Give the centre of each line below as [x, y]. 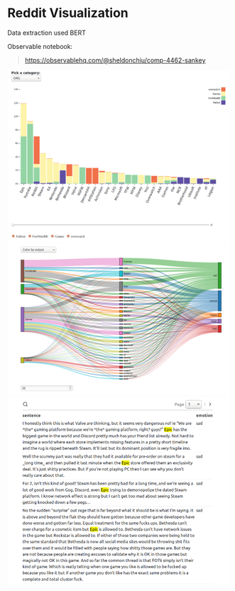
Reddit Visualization [68, 13]
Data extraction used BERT [47, 33]
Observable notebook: [40, 46]
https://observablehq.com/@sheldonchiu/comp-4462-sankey [115, 60]
